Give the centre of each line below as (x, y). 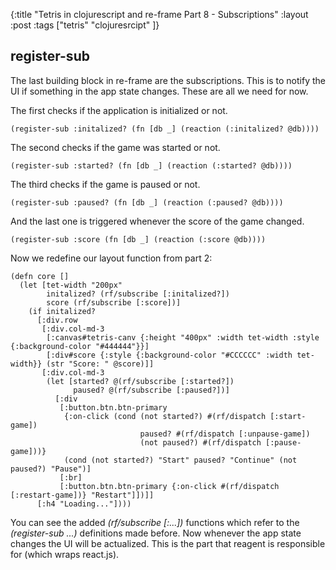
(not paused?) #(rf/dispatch (200, 442)
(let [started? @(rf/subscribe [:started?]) (140, 381)
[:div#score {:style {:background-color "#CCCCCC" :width (169, 355)
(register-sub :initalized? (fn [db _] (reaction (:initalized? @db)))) (165, 129)
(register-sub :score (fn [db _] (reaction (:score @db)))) (138, 239)
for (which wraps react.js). (65, 554)
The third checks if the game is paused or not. (105, 184)
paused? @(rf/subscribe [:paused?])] (151, 390)
